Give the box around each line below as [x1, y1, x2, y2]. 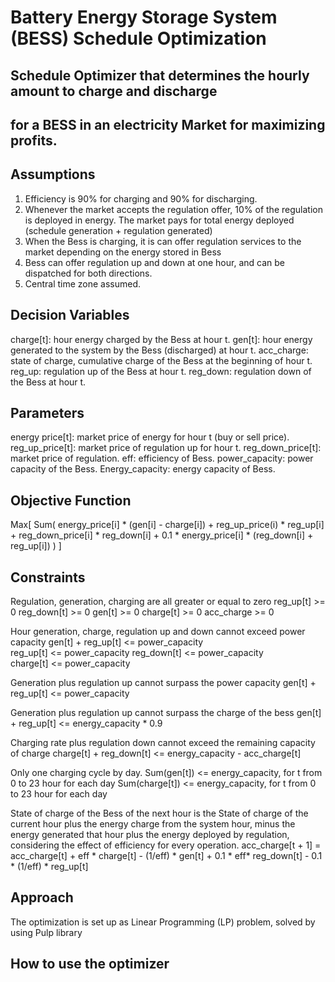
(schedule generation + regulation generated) [24, 224, 213, 236]
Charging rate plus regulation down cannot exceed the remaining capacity [10, 737, 316, 749]
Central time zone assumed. [24, 277, 142, 290]
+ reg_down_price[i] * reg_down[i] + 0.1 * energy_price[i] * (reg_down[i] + [10, 529, 314, 541]
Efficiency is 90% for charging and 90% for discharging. [24, 192, 258, 205]
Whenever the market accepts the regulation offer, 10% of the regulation [24, 203, 323, 215]
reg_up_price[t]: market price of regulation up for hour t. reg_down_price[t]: [10, 442, 322, 454]
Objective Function [10, 492, 132, 509]
